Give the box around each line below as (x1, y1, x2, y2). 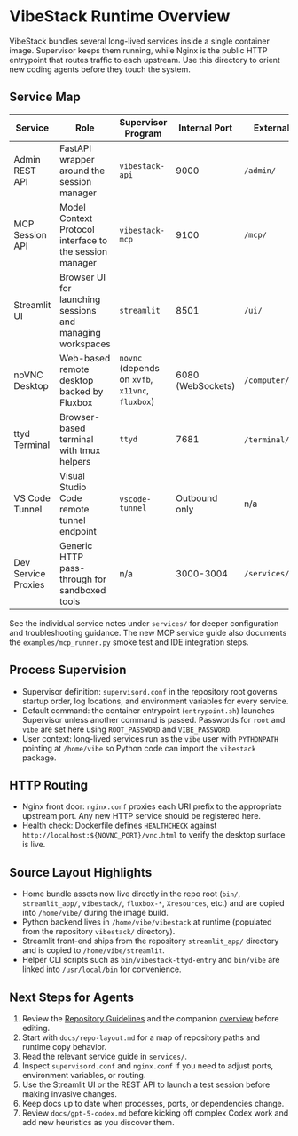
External (253, 122, 290, 134)
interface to (59, 234, 108, 246)
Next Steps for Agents (9, 989, 135, 1005)
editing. (21, 1023, 51, 1033)
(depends (119, 361, 160, 374)
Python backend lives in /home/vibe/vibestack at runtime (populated (21, 917, 272, 927)
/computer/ (243, 375, 290, 385)
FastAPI (59, 142, 92, 155)
